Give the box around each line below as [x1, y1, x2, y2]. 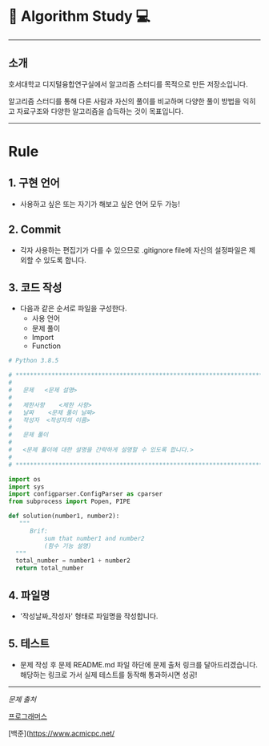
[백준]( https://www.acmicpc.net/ [8, 728, 115, 738]
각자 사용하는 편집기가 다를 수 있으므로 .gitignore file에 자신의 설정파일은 [19, 245, 247, 254]
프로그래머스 [8, 712, 48, 721]
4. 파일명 [8, 588, 50, 602]
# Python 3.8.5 [8, 357, 59, 365]
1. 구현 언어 [8, 176, 60, 190]
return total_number [15, 564, 84, 573]
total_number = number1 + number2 [15, 557, 130, 565]
